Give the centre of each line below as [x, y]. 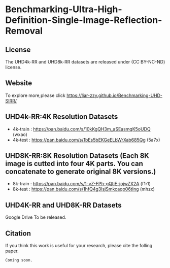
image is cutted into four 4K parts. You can [74, 164]
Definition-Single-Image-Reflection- [84, 20]
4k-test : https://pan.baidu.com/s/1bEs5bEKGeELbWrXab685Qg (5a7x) [86, 140]
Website [19, 83]
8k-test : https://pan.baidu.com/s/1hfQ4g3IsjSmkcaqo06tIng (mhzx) [83, 189]
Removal [24, 31]
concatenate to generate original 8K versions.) [81, 172]
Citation [18, 233]
